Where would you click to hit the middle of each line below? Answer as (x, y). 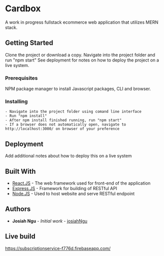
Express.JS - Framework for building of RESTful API (65, 188)
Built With (20, 171)
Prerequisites (21, 78)
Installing (16, 101)
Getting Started (29, 43)
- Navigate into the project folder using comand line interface (73, 112)
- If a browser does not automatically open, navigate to (66, 125)
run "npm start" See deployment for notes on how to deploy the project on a (82, 60)
